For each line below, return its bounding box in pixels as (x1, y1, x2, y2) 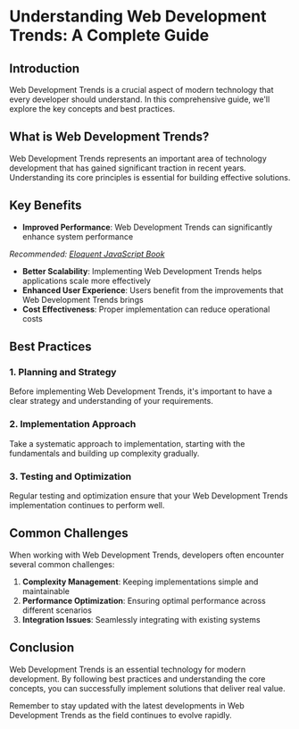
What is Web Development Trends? (9, 130, 210, 145)
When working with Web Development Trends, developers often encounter (9, 549, 285, 560)
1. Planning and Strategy (9, 365, 117, 378)
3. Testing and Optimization (9, 470, 132, 482)
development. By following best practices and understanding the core (9, 673, 266, 684)
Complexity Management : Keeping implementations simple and (21, 576, 259, 587)
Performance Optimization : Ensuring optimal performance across (21, 595, 266, 606)
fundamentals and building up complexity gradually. (9, 448, 200, 458)
